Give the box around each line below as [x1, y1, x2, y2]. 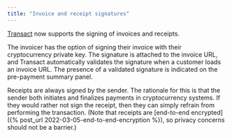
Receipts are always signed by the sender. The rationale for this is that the [7, 86, 221, 94]
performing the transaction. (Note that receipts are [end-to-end [7, 108, 190, 116]
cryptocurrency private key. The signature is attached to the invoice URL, [7, 50, 218, 59]
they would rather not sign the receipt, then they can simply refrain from [7, 100, 215, 109]
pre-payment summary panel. [7, 72, 93, 81]
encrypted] [191, 108, 224, 116]
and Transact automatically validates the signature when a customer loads [7, 57, 222, 66]
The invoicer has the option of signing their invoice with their [7, 43, 182, 51]
